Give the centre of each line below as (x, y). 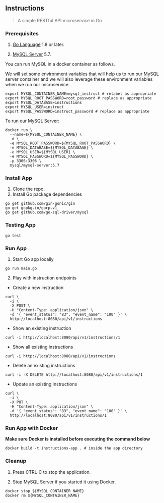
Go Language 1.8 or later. (38, 44)
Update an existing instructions (45, 384)
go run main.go (21, 268)
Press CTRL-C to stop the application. (52, 472)
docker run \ (19, 130)
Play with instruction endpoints (45, 278)
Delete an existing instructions (44, 366)
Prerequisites (22, 33)
